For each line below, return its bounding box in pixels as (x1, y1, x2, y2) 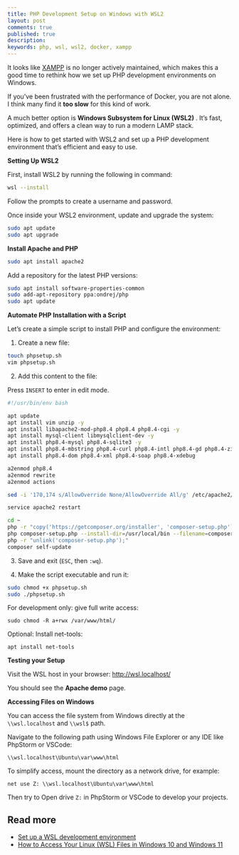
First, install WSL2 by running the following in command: (7, 171, 173, 178)
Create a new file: (17, 338, 70, 347)
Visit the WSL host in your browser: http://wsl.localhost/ (7, 670, 171, 679)
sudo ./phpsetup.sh (7, 590, 65, 598)
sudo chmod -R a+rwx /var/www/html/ (7, 617, 116, 624)
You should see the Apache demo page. (7, 684, 126, 692)
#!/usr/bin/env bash (7, 399, 69, 407)
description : (7, 37, 46, 44)
